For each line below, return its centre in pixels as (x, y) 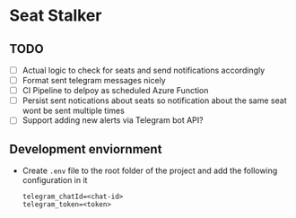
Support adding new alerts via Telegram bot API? (113, 120)
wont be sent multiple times (74, 111)
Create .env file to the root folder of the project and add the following (150, 170)
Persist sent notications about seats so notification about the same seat (154, 100)
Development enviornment (86, 149)
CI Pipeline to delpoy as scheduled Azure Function (115, 91)
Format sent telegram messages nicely (94, 81)
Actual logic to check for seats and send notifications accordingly (144, 70)
